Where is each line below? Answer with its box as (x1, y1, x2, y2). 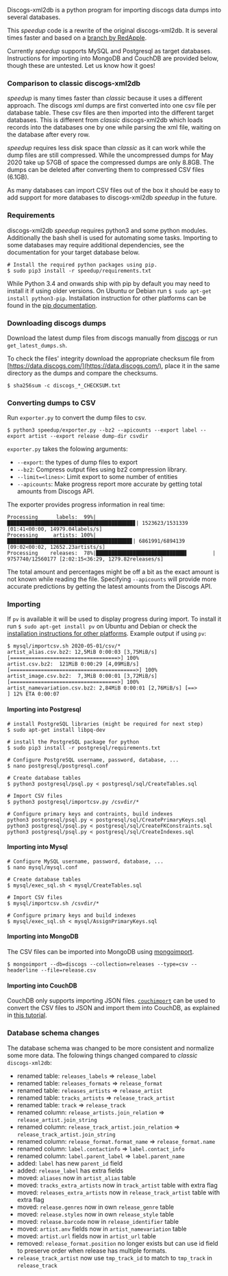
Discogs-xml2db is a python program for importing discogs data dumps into (7, 6, 221, 14)
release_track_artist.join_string (16, 1131, 116, 1138)
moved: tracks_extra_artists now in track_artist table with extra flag (16, 1181, 218, 1189)
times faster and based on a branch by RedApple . (7, 34, 147, 42)
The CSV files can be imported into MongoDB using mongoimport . (7, 948, 194, 956)
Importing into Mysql (7, 843, 68, 851)
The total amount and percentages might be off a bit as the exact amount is (7, 568, 220, 576)
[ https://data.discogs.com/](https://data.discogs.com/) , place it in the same (7, 361, 220, 369)
